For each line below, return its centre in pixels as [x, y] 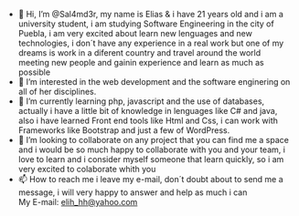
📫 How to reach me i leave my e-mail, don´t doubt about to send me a [150, 179]
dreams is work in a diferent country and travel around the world [139, 53]
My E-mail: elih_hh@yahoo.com [78, 202]
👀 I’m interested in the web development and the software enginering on [154, 82]
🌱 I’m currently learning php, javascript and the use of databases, [141, 101]
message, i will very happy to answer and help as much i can [133, 192]
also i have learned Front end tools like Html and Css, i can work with [148, 120]
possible [34, 72]
